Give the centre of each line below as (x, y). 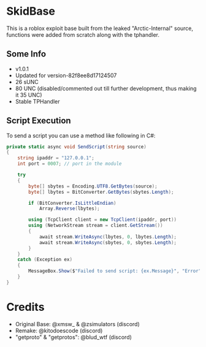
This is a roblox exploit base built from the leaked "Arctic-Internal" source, (100, 28)
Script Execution (39, 121)
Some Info (26, 54)
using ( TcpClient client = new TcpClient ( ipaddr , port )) (102, 220)
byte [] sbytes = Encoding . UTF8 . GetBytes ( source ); (93, 186)
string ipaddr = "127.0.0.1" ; (56, 158)
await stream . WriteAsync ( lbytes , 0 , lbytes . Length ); (108, 237)
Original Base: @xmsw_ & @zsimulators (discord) (77, 324)
